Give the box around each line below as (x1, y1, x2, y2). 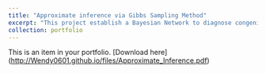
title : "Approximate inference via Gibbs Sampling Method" (8, 11, 207, 20)
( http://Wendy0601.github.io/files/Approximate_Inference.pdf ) (8, 56, 210, 65)
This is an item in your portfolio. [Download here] (8, 48, 168, 57)
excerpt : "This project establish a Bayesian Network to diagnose (8, 19, 232, 27)
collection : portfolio (8, 26, 83, 34)
